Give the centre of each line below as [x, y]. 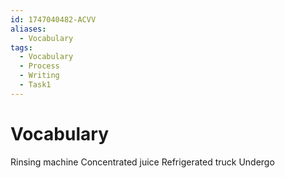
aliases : [28, 29]
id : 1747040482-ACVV [53, 19]
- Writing [39, 76]
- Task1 [35, 85]
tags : [21, 47]
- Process [39, 66]
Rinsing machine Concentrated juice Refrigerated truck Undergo [142, 162]
